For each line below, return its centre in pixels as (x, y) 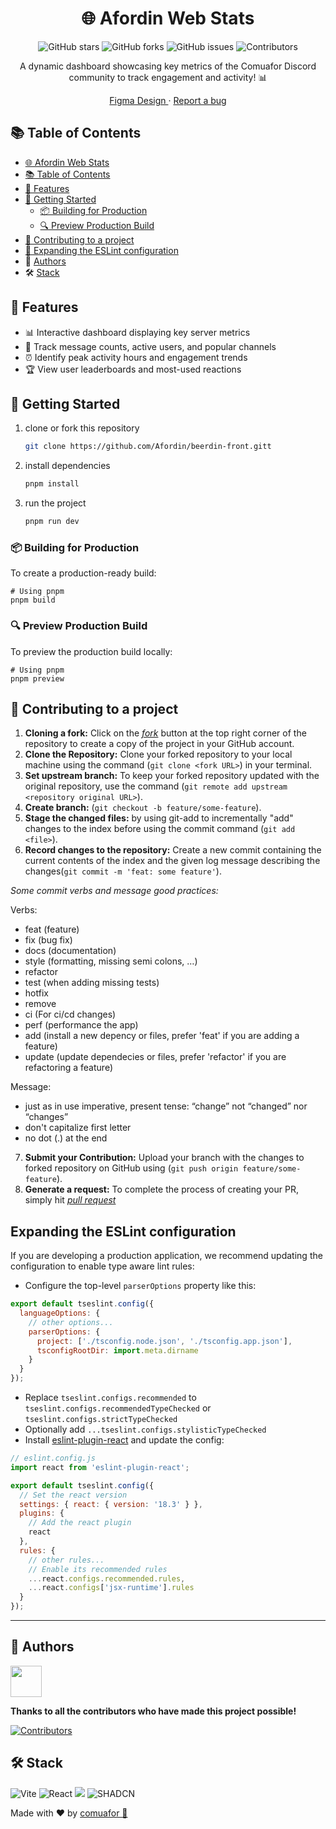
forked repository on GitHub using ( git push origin (131, 1168)
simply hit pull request (70, 1200)
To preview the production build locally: (91, 651)
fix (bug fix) (48, 940)
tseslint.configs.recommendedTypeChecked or (118, 1408)
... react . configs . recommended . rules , (107, 1578)
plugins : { (42, 1513)
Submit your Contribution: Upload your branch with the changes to (164, 1158)
